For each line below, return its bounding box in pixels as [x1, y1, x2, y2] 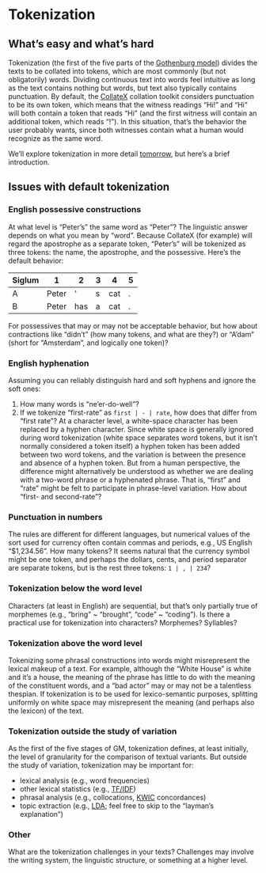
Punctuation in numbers [8, 511, 103, 522]
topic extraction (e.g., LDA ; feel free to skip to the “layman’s [19, 801, 215, 810]
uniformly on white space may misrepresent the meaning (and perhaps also [8, 697, 255, 707]
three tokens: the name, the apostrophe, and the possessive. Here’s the [8, 247, 241, 256]
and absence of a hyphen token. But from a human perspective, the [19, 457, 241, 468]
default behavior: [8, 256, 64, 265]
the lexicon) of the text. [8, 706, 85, 715]
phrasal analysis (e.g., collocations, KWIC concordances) [19, 793, 207, 803]
